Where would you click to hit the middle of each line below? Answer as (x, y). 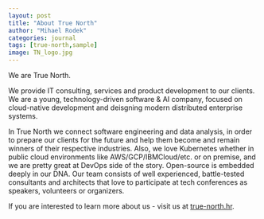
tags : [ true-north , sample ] (53, 45)
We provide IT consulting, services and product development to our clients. (132, 91)
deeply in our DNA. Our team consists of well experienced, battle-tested (126, 174)
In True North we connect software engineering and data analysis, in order (130, 131)
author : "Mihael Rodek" (48, 30)
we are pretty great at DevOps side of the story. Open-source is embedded (131, 165)
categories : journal (43, 38)
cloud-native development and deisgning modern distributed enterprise (126, 108)
